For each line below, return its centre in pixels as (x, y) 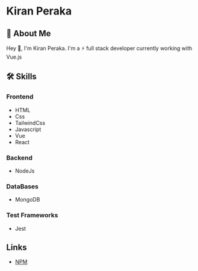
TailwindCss (30, 123)
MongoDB (27, 200)
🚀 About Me (29, 33)
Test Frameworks (32, 215)
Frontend (20, 97)
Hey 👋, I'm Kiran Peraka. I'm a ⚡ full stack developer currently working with (99, 48)
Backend (20, 158)
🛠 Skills (22, 77)
